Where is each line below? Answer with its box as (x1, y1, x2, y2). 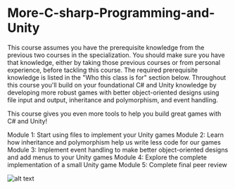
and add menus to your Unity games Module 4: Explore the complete (7, 153, 208, 161)
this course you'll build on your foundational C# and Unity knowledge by (7, 80, 217, 89)
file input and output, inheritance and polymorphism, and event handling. (7, 95, 218, 104)
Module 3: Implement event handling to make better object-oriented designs (7, 145, 229, 154)
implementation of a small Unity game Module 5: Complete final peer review (7, 160, 227, 169)
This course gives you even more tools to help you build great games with (7, 109, 222, 118)
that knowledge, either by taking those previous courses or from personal (7, 58, 220, 66)
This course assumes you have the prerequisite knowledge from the (7, 43, 205, 51)
